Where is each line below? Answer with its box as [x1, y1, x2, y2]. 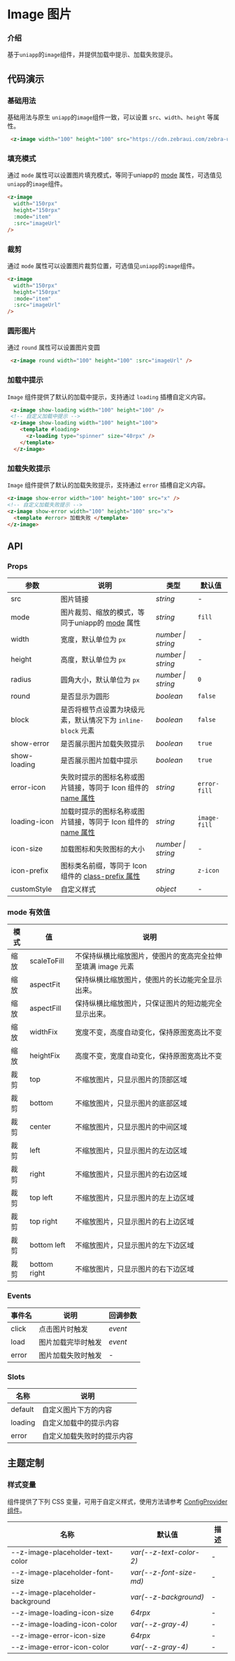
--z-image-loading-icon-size [10, 1608, 114, 1618]
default [10, 1404, 34, 1414]
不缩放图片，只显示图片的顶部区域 [75, 1075, 187, 1084]
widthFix [29, 1027, 58, 1037]
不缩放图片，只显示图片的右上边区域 [75, 1217, 194, 1227]
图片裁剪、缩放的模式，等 [60, 607, 145, 617]
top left [29, 1193, 53, 1203]
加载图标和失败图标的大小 [60, 845, 145, 854]
